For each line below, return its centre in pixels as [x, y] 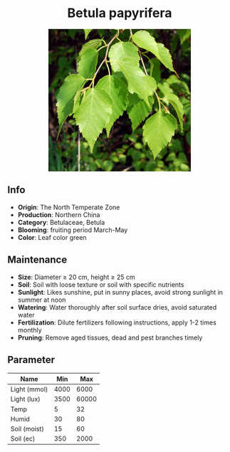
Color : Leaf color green [52, 237]
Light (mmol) [29, 389]
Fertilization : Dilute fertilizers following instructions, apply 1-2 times [117, 322]
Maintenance [37, 260]
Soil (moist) [27, 429]
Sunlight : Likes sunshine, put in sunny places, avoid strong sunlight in [120, 292]
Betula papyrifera [120, 13]
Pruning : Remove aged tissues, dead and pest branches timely [110, 337]
